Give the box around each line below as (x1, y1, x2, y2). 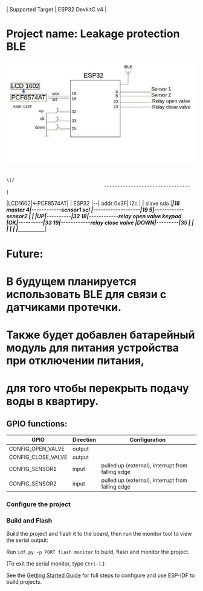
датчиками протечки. (6, 300, 122, 314)
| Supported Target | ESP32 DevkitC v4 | (6, 6, 107, 13)
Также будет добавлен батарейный (6, 328, 195, 342)
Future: (6, 247, 43, 261)
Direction (72, 436, 97, 444)
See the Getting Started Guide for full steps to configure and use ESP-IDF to (6, 572, 195, 579)
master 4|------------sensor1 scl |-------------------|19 (6, 206, 148, 213)
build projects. (6, 578, 42, 586)
